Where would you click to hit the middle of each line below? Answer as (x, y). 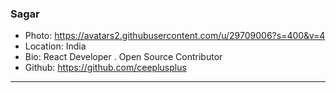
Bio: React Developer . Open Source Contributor (123, 57)
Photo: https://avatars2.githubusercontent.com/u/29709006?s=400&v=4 (175, 36)
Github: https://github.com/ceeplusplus (105, 68)
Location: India (55, 46)
